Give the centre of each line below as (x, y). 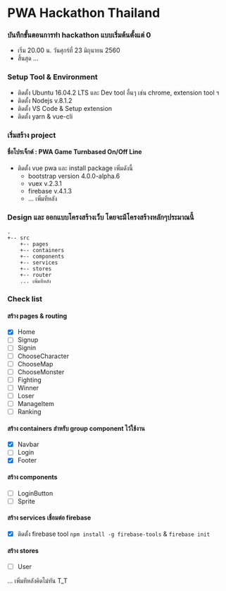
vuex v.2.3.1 (45, 183)
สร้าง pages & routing (37, 316)
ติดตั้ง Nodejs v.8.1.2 (45, 100)
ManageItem (36, 403)
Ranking (29, 412)
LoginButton (35, 493)
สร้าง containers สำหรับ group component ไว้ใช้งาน (76, 428)
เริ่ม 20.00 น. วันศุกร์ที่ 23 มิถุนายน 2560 (69, 50)
